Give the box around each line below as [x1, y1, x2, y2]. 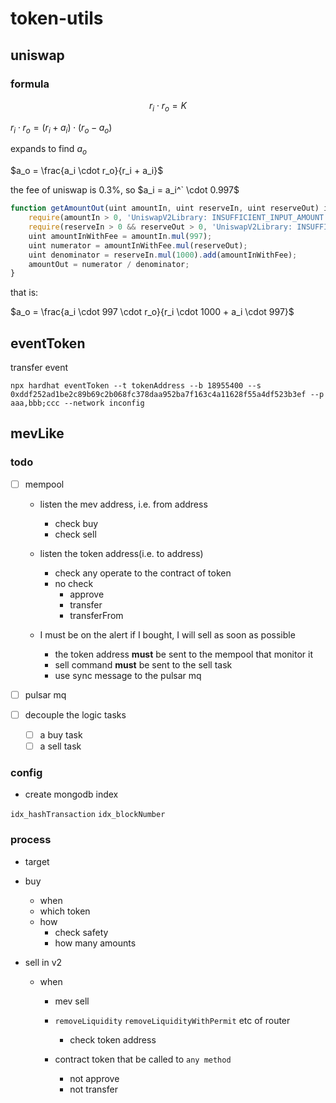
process [10, 833, 52, 847]
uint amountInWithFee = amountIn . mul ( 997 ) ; [28, 231, 213, 241]
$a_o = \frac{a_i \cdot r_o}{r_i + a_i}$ [10, 165, 164, 177]
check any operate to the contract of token [54, 567, 232, 579]
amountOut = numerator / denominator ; [28, 259, 190, 269]
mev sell [54, 995, 90, 1007]
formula [10, 77, 50, 91]
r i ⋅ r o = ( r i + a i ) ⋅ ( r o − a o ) [10, 121, 113, 136]
